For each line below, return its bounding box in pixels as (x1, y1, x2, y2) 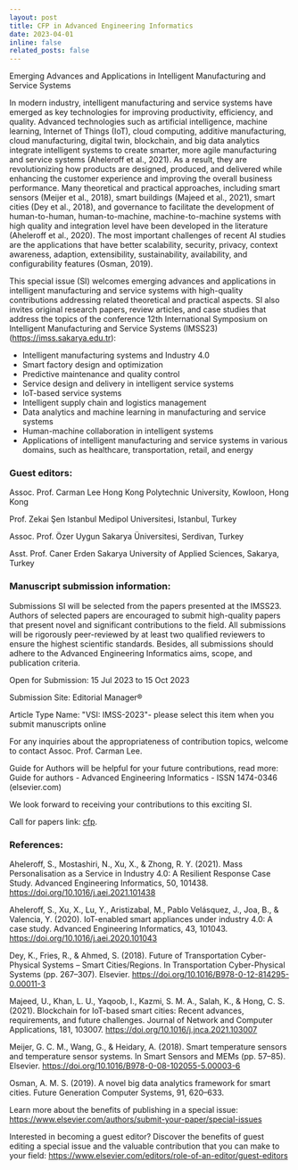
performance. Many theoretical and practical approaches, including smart (9, 183, 281, 194)
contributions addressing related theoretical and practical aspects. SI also (9, 295, 280, 306)
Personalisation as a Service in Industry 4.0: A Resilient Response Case (9, 869, 271, 879)
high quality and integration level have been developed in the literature (9, 220, 269, 232)
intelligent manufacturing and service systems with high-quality (9, 285, 244, 296)
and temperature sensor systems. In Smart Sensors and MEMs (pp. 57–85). (9, 1051, 286, 1062)
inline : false (9, 37, 62, 47)
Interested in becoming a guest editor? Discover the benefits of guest (9, 1132, 265, 1142)
